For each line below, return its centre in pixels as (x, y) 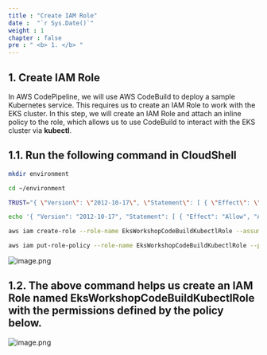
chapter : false (35, 38)
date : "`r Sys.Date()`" (51, 23)
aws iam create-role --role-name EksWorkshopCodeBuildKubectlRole (120, 232)
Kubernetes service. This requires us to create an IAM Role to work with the (132, 105)
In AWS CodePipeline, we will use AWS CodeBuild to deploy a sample (122, 96)
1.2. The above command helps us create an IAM (131, 286)
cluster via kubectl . (40, 130)
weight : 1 (26, 30)
